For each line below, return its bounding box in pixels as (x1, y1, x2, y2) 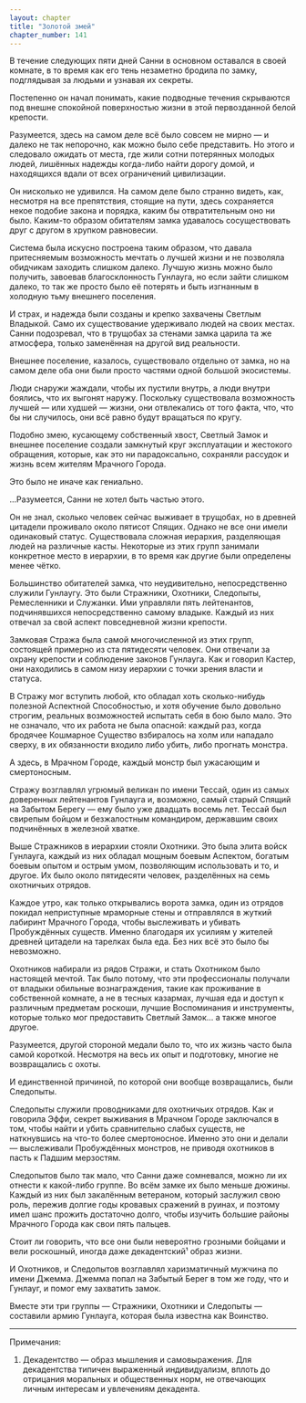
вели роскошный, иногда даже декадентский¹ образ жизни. (9, 1246, 243, 1257)
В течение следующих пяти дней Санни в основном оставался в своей (9, 56, 287, 67)
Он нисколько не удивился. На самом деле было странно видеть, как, (9, 186, 284, 197)
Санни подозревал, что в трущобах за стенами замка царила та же (9, 328, 272, 339)
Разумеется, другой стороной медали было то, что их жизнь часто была (9, 1040, 292, 1051)
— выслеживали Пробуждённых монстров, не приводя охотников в (9, 1143, 275, 1154)
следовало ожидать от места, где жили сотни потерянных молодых (9, 149, 275, 160)
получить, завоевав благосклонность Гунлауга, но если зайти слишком (9, 271, 290, 283)
